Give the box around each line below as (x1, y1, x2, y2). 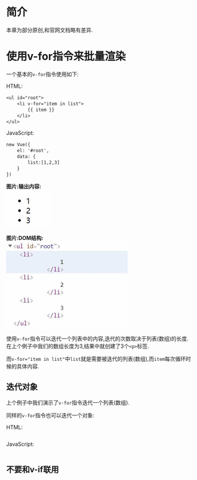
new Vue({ (6, 141, 31, 147)
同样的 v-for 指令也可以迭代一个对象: (6, 411, 94, 419)
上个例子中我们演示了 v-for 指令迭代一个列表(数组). (6, 399, 130, 406)
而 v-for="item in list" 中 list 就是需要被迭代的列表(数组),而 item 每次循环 (6, 355, 186, 362)
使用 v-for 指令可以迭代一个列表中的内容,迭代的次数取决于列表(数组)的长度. (6, 335, 189, 342)
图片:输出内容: (6, 183, 42, 190)
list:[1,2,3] (27, 159, 60, 165)
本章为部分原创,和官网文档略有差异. (6, 26, 94, 34)
